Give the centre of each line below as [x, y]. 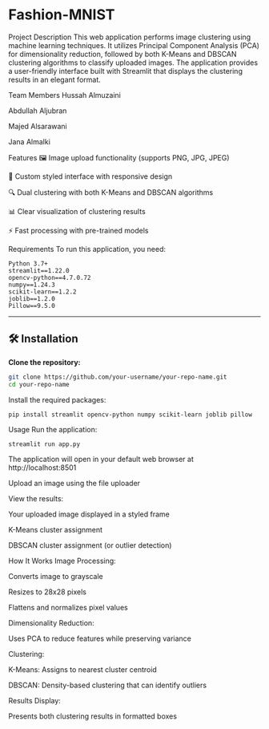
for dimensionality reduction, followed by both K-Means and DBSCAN [123, 54]
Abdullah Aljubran [38, 111]
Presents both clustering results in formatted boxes [93, 716]
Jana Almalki [29, 141]
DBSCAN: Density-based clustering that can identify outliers [107, 685]
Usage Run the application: [53, 429]
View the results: [36, 498]
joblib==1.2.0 [32, 298]
